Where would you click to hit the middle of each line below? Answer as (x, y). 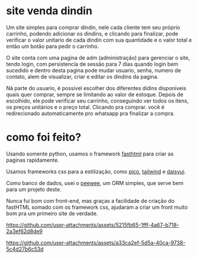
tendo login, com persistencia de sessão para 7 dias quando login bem (92, 64)
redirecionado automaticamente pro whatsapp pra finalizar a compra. (90, 113)
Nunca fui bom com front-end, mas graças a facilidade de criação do (90, 200)
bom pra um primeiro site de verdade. (52, 213)
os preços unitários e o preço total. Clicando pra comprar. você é (85, 107)
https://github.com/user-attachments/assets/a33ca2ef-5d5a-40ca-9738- (96, 243)
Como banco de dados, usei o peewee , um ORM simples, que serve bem (95, 183)
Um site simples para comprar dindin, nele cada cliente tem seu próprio (93, 27)
